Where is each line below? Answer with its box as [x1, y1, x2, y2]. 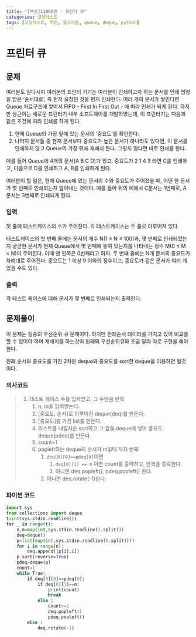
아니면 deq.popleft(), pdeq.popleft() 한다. [55, 468, 153, 475]
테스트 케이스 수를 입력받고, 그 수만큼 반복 [29, 396, 125, 403]
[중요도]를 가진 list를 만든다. [37, 417, 102, 424]
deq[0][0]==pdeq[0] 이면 [46, 453, 104, 460]
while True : [16, 570, 46, 576]
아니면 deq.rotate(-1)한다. [46, 475, 106, 482]
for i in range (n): [16, 543, 64, 549]
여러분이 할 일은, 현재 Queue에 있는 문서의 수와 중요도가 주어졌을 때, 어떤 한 [6, 177, 180, 184]
